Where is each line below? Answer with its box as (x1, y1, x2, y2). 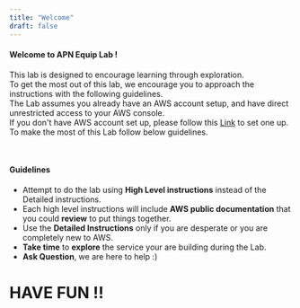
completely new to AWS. (22, 232, 114, 242)
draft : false (9, 22, 58, 31)
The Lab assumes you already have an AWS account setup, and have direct (9, 98, 289, 109)
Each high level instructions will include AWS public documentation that (22, 203, 291, 214)
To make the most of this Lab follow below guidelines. (9, 127, 208, 137)
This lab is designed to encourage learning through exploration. (9, 69, 244, 80)
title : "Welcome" (9, 13, 75, 22)
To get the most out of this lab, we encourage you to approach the (9, 78, 255, 90)
